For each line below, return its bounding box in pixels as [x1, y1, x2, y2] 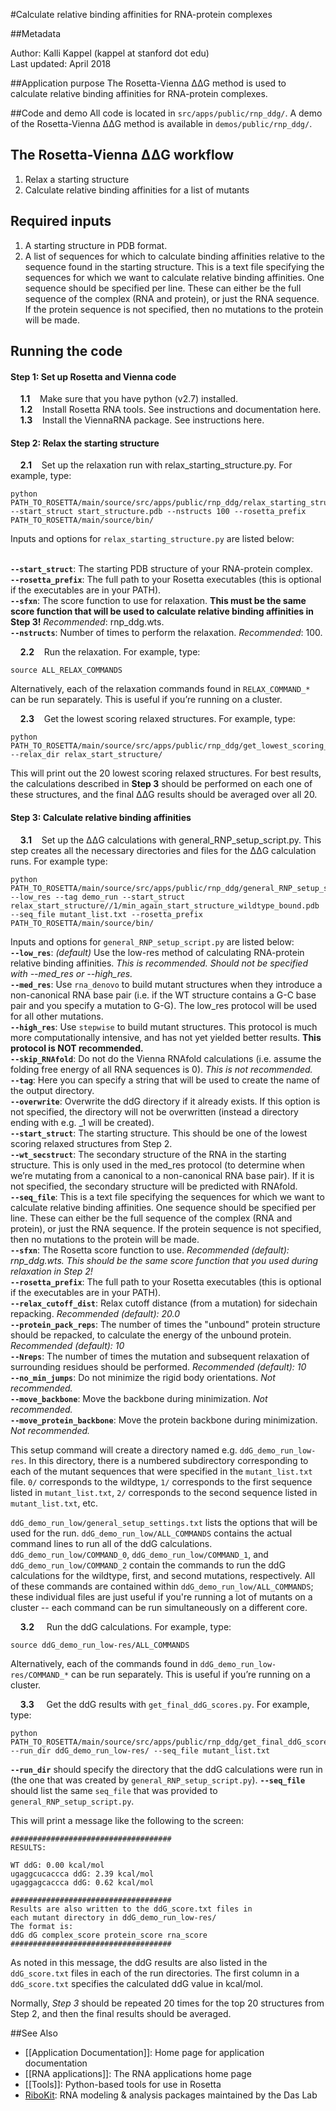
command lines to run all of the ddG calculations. [10, 1537, 213, 1549]
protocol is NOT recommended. [10, 1042, 144, 1054]
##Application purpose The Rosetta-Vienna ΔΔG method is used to [10, 77, 287, 89]
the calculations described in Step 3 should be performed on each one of [10, 778, 313, 790]
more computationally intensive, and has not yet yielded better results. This [10, 1031, 322, 1043]
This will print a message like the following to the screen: [10, 1814, 245, 1826]
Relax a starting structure [24, 173, 130, 185]
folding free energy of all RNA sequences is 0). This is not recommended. [10, 1063, 313, 1075]
